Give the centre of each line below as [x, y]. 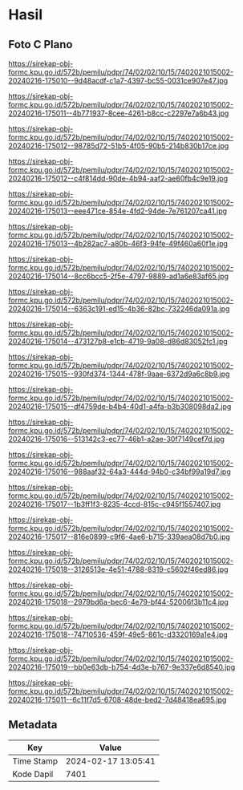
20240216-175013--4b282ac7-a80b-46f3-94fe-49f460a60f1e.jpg [118, 243]
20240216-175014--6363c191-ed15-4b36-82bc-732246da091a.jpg [119, 309]
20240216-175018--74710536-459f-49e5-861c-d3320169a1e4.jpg [118, 634]
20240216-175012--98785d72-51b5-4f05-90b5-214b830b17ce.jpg [119, 146]
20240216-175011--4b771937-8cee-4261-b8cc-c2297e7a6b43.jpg [119, 113]
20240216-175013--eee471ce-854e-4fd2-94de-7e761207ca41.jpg [117, 211]
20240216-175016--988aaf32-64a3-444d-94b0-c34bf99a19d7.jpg [119, 472]
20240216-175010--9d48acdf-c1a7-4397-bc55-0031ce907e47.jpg [118, 81]
